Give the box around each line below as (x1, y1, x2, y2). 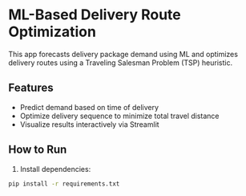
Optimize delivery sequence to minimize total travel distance (19, 111, 220, 120)
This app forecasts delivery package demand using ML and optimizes (8, 49, 239, 59)
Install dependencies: (19, 164, 91, 174)
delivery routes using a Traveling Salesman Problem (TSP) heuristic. (8, 58, 233, 67)
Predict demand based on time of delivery (19, 102, 159, 112)
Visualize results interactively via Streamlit (19, 119, 159, 129)
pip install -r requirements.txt (8, 179, 120, 188)
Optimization (8, 22, 96, 41)
